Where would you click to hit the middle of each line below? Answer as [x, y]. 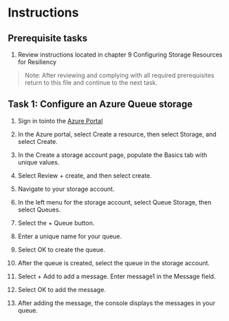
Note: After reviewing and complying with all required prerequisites [119, 75]
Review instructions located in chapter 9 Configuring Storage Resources [120, 54]
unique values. [39, 162]
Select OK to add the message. [62, 289]
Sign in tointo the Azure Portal [60, 121]
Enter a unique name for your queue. [70, 236]
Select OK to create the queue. [62, 249]
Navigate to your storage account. [66, 189]
